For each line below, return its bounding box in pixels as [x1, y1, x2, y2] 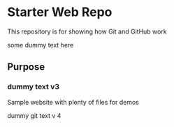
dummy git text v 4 [7, 111, 61, 119]
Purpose [7, 61, 45, 73]
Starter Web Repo [7, 4, 113, 20]
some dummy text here [7, 40, 74, 49]
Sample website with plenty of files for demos [7, 98, 140, 106]
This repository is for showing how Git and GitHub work [7, 27, 167, 36]
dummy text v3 [7, 82, 60, 91]
